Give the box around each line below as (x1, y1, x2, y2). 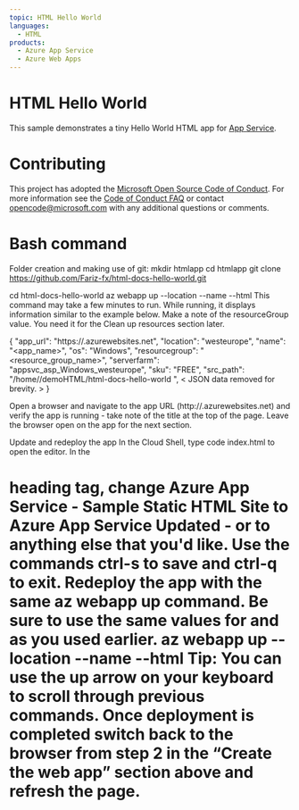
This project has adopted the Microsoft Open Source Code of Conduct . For (9, 183, 285, 194)
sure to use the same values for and (9, 611, 279, 630)
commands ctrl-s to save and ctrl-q (9, 554, 278, 573)
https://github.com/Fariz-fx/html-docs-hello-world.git (9, 272, 207, 283)
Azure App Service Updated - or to (9, 515, 270, 536)
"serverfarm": (108, 355, 160, 365)
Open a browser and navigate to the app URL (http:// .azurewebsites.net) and (9, 400, 291, 411)
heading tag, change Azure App (9, 478, 250, 497)
